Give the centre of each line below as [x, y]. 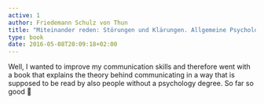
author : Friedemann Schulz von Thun [68, 23]
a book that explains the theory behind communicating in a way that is [122, 75]
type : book [26, 37]
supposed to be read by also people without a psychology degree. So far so [131, 84]
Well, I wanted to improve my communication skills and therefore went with [130, 66]
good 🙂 [20, 91]
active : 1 [24, 15]
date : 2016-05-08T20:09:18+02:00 [63, 45]
